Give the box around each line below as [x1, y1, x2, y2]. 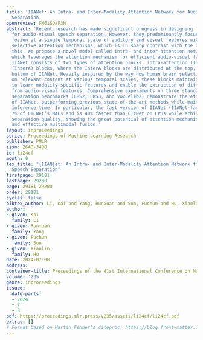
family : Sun [11, 240, 42, 246]
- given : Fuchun [6, 234, 47, 240]
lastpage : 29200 [6, 178, 47, 184]
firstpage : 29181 [6, 172, 50, 179]
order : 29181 [6, 189, 39, 195]
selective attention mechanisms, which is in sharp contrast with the [11, 43, 193, 49]
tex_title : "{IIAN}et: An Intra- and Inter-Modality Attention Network [6, 161, 190, 167]
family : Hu [11, 251, 39, 258]
